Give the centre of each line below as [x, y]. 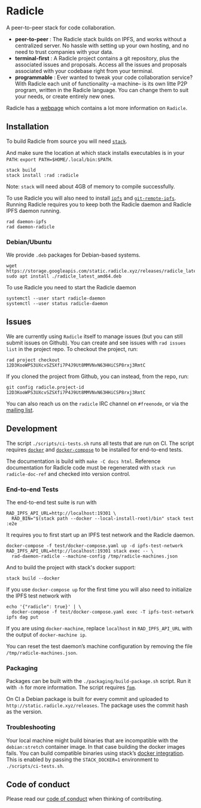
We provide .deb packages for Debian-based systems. [73, 255]
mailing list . [20, 410]
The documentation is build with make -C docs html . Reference [83, 461]
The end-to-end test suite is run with [51, 502]
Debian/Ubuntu [29, 242]
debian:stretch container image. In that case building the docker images [96, 746]
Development [32, 429]
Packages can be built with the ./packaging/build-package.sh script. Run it [99, 681]
